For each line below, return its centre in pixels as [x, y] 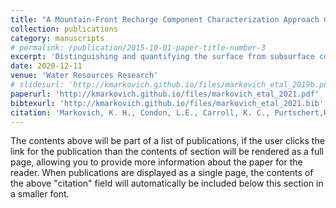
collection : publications [64, 29]
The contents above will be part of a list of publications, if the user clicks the [167, 141]
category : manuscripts [57, 38]
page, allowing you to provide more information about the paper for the [156, 162]
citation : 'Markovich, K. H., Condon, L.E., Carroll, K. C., [140, 112]
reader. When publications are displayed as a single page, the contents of [162, 173]
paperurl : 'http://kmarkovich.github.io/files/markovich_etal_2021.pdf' [165, 94]
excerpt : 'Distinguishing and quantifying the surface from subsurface [162, 57]
